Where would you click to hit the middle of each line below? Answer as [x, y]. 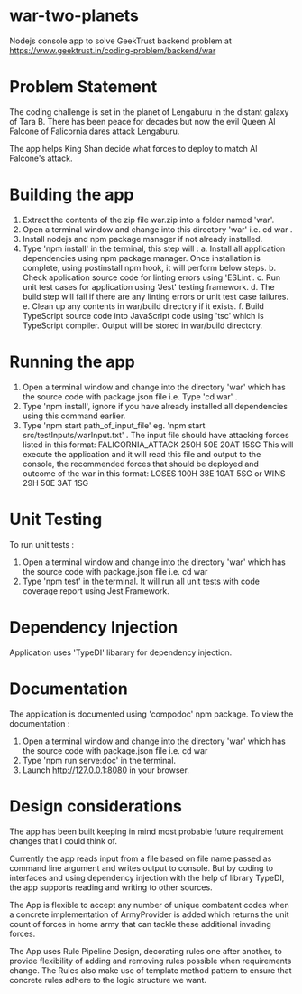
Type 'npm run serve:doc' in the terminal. [99, 760]
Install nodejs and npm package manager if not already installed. [142, 239]
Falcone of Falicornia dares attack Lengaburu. [95, 131]
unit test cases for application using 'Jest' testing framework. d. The [148, 286]
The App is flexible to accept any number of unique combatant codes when [150, 905]
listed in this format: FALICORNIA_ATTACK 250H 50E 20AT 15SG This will [158, 445]
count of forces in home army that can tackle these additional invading [141, 924]
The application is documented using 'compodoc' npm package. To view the [151, 714]
